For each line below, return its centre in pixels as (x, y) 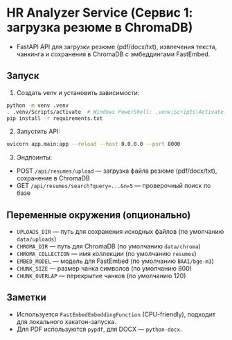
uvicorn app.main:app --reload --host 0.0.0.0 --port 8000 (93, 144)
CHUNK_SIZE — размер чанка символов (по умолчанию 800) (104, 269)
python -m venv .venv (38, 105)
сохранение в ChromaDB (53, 178)
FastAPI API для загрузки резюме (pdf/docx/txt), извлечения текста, (117, 46)
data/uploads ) (36, 239)
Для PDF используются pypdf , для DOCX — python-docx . (99, 329)
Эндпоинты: (34, 158)
